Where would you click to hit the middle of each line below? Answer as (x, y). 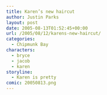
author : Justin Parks (33, 17)
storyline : (19, 72)
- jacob (21, 61)
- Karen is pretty (34, 77)
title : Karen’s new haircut (41, 12)
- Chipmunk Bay (30, 45)
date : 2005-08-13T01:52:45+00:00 (47, 28)
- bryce (21, 55)
